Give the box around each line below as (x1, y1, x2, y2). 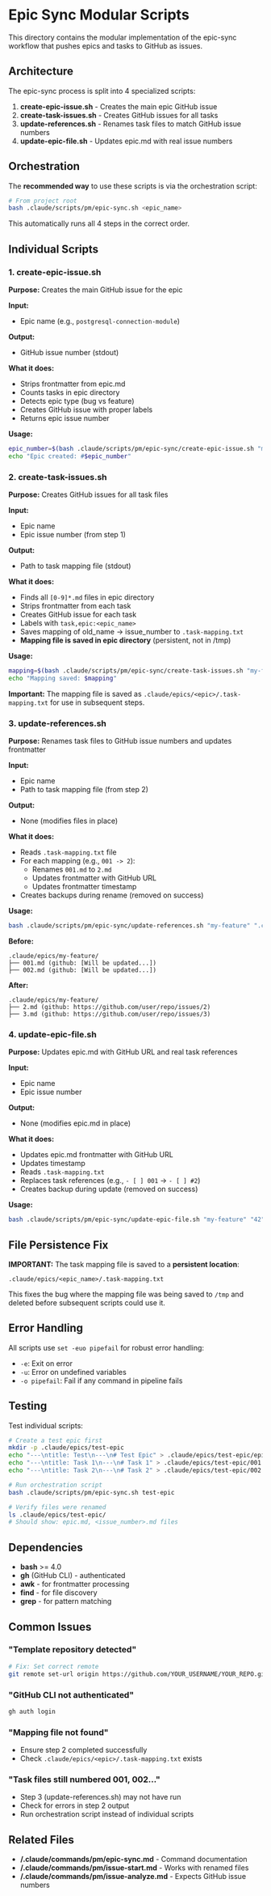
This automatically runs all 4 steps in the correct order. (8, 218, 190, 228)
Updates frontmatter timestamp (31, 882, 137, 892)
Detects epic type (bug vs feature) (19, 397, 135, 405)
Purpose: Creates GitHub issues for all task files (8, 490, 169, 499)
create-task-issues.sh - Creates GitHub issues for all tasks (19, 110, 219, 120)
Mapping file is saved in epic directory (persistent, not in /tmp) (19, 635, 231, 645)
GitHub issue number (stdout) (19, 348, 119, 357)
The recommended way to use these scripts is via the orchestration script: (8, 180, 258, 191)
